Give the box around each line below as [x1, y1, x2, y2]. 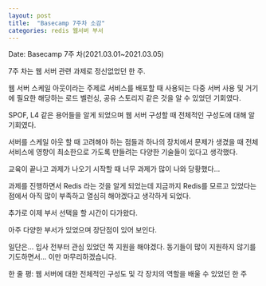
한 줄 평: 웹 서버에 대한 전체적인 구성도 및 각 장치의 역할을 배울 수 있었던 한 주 [8, 269, 248, 279]
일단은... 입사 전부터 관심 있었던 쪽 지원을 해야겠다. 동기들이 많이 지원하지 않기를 [8, 242, 256, 252]
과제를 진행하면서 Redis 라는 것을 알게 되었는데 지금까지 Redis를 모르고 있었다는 [8, 181, 257, 191]
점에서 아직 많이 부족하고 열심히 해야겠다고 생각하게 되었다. [8, 191, 191, 201]
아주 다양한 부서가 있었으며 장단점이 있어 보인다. [8, 225, 158, 235]
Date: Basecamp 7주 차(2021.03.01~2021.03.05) [8, 50, 165, 59]
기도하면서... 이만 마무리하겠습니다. [8, 252, 117, 262]
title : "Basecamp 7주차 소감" [8, 19, 106, 27]
